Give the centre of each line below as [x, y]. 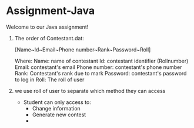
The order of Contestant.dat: [49, 38]
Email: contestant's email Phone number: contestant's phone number [98, 67]
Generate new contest [59, 115]
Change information [56, 108]
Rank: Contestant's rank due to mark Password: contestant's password [101, 73]
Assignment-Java [51, 11]
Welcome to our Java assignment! [47, 27]
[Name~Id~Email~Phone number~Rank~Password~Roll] [83, 49]
